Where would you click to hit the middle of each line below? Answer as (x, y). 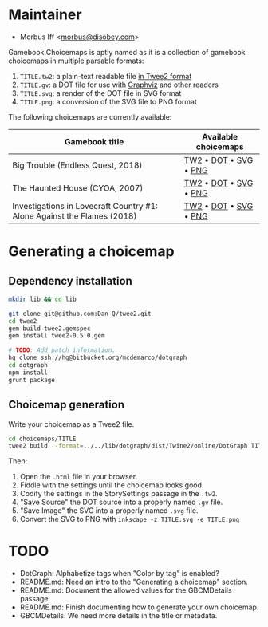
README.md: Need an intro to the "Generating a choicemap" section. (134, 582)
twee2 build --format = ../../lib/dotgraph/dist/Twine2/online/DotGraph (128, 446)
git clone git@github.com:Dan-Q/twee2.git (80, 313)
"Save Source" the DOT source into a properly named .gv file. (121, 502)
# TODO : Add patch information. (62, 350)
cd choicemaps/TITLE (43, 439)
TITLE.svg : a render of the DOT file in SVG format (100, 93)
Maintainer (45, 15)
